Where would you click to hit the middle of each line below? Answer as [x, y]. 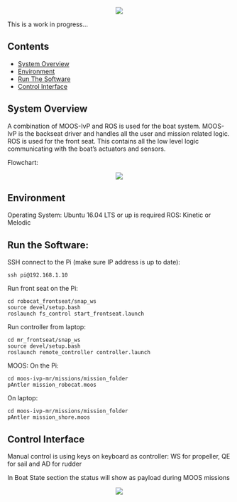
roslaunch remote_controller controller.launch [79, 353]
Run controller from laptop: [47, 327]
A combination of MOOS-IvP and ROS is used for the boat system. [104, 126]
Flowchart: [23, 162]
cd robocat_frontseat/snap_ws [52, 301]
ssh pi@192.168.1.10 [38, 275]
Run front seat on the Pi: [43, 289]
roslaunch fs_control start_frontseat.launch [76, 314]
